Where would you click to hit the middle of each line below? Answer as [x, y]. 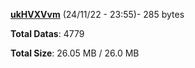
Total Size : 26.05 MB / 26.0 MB [75, 53]
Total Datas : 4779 [47, 33]
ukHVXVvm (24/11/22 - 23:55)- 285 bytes [97, 14]
